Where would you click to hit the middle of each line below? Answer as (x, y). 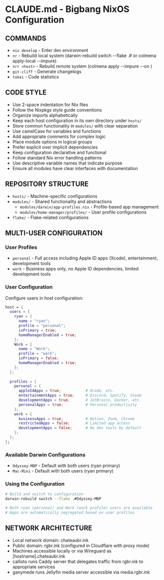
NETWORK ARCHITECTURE (49, 528)
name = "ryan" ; (34, 321)
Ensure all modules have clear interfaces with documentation (75, 168)
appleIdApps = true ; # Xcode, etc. (66, 391)
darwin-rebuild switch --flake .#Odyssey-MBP (53, 499)
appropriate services (34, 566)
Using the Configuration (35, 484)
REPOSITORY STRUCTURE (47, 184)
